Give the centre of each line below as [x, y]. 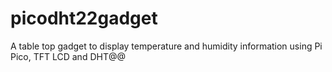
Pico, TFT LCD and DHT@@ [68, 56]
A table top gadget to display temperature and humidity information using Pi [166, 46]
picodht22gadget [84, 18]
